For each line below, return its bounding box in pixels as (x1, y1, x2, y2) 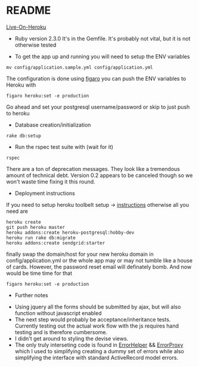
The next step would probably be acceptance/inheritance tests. (14, 316, 171, 323)
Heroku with (6, 81, 36, 88)
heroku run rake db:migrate (6, 234, 76, 241)
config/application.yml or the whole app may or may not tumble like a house (6, 256, 192, 264)
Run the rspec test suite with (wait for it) (14, 143, 114, 150)
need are (6, 207, 29, 215)
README (6, 4, 51, 17)
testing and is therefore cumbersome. (14, 328, 108, 335)
